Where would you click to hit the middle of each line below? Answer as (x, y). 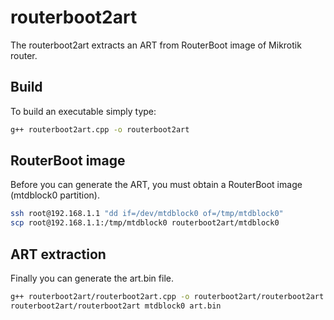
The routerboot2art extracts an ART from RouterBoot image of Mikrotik (156, 45)
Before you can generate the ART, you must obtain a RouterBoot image (156, 185)
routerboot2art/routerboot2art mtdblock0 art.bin (116, 306)
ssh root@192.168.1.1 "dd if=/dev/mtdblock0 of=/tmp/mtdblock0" (147, 214)
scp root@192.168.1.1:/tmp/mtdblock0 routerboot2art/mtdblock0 (145, 223)
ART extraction (58, 254)
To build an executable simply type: (83, 111)
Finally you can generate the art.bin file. (92, 278)
